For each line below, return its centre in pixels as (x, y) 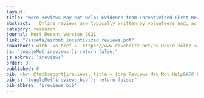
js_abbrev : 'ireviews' (35, 57)
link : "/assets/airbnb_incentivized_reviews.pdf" (70, 40)
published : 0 (23, 68)
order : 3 (17, 63)
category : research (31, 29)
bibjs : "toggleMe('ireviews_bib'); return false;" (72, 80)
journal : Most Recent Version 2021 (51, 35)
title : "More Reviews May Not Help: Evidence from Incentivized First (97, 18)
